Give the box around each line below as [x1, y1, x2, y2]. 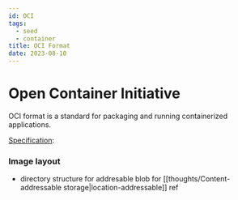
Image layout [8, 155, 61, 167]
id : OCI [8, 11, 35, 20]
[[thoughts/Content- [163, 174, 231, 184]
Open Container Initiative [8, 84, 181, 103]
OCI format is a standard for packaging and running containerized [8, 111, 228, 121]
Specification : [8, 135, 55, 145]
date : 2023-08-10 [8, 49, 67, 57]
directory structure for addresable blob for [19, 174, 162, 184]
